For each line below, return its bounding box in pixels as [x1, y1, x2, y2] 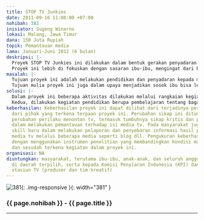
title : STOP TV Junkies [6, 9, 67, 15]
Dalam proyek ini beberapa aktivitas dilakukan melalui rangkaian [12, 94, 183, 100]
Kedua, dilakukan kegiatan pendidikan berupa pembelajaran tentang [12, 99, 186, 105]
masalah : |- [6, 71, 36, 77]
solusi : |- [6, 88, 34, 94]
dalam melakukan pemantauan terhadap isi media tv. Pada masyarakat [12, 122, 189, 128]
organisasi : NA [6, 150, 45, 156]
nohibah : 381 [6, 20, 39, 26]
